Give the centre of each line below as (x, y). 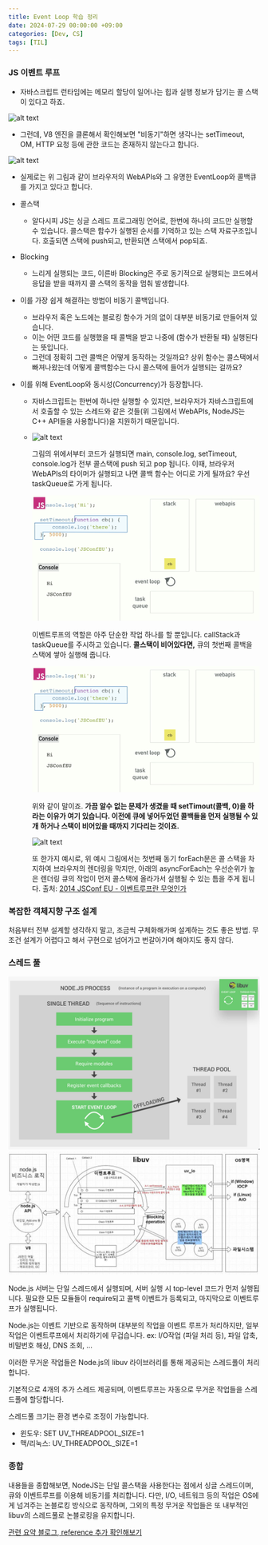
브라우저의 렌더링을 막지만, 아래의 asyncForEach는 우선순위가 (150, 868)
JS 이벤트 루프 (34, 73)
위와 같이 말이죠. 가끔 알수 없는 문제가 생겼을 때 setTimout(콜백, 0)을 (139, 806)
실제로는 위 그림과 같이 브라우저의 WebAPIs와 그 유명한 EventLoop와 (128, 177)
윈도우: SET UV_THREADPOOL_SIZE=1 (82, 1433)
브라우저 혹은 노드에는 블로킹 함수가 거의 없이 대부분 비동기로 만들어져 (140, 317)
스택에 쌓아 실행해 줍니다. (71, 655)
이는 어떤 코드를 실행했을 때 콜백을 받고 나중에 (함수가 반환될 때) (131, 337)
